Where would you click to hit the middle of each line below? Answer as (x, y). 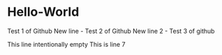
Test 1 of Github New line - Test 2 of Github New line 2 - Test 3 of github (111, 31)
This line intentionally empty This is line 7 (66, 44)
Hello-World (43, 12)
